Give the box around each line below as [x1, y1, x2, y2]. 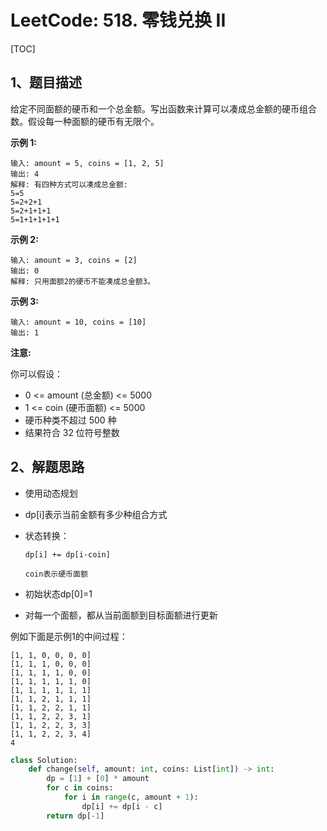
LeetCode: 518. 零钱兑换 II [10, 9, 227, 32]
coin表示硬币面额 [24, 569, 88, 579]
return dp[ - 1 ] [46, 811, 105, 821]
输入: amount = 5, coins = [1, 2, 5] [10, 158, 165, 168]
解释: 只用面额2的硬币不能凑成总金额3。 [10, 276, 155, 286]
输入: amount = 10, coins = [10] [10, 317, 147, 327]
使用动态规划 [24, 487, 78, 499]
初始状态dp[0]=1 [24, 587, 93, 600]
